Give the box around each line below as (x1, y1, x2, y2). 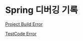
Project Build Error (5, 21, 43, 27)
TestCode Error (5, 31, 36, 37)
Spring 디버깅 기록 (5, 4, 78, 16)
